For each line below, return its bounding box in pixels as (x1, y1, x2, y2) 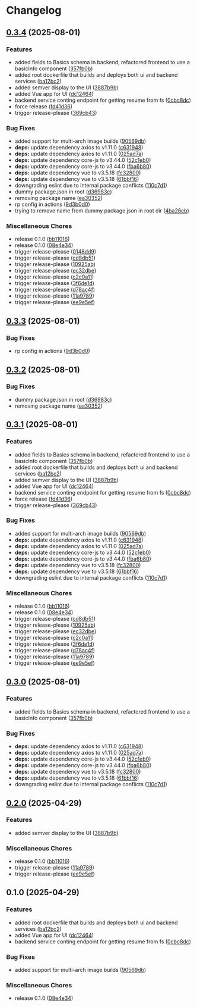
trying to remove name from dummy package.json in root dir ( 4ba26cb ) (14, 207, 190, 214)
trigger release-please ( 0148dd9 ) (14, 248, 97, 255)
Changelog (6, 4, 62, 17)
